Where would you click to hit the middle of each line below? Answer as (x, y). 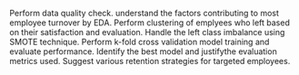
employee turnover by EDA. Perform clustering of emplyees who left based (150, 23)
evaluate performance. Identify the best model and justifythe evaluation (143, 52)
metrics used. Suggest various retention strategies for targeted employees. (150, 61)
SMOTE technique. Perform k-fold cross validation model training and (140, 42)
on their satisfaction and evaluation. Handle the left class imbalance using (147, 32)
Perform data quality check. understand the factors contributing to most (145, 13)
